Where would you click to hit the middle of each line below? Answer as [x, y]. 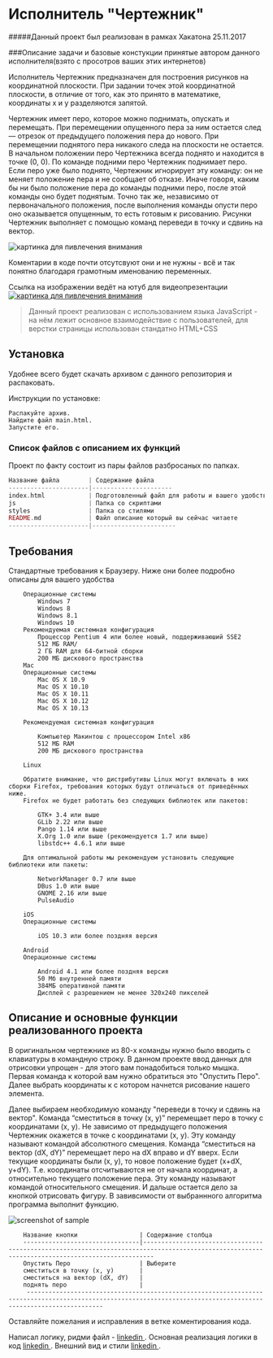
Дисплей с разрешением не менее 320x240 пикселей [123, 993]
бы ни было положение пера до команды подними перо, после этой [127, 187]
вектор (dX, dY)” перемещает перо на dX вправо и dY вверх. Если [123, 1152]
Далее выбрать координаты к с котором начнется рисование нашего [129, 1085]
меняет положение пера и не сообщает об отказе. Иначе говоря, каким [134, 179]
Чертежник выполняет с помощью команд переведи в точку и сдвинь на [136, 222]
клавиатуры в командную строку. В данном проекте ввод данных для [130, 1059]
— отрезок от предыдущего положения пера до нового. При [114, 136]
